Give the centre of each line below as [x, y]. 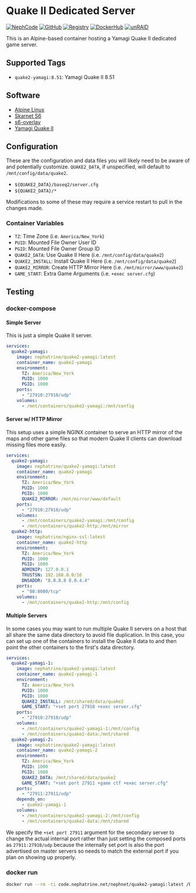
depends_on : [31, 799]
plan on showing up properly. [41, 857]
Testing [20, 292]
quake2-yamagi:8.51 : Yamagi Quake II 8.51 [64, 77]
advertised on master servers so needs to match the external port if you [92, 851]
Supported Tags [36, 63]
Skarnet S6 [28, 116]
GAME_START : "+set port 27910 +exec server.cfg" [82, 707]
